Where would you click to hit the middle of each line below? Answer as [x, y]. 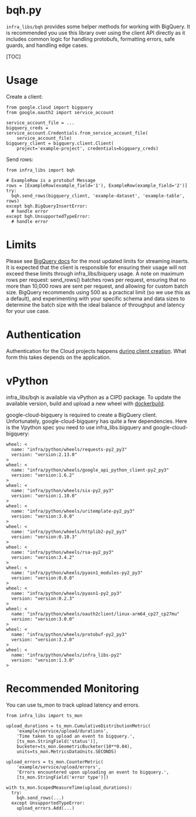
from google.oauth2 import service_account [60, 112]
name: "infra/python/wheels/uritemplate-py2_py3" [73, 511]
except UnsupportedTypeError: [48, 803]
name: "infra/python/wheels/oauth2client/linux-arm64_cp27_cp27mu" [96, 614]
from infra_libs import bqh [40, 170]
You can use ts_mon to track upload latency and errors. [73, 705]
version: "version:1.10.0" [44, 496]
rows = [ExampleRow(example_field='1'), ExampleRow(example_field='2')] [97, 186]
